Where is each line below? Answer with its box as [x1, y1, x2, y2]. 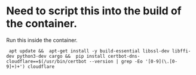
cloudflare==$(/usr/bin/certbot [6, 58, 87, 64]
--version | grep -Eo [88, 58, 143, 64]
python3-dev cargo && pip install [17, 53, 106, 59]
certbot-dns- [108, 53, 140, 59]
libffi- [171, 48, 191, 54]
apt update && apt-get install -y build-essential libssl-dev [8, 48, 170, 54]
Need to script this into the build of [6, 4, 182, 18]
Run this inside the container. [6, 36, 78, 43]
